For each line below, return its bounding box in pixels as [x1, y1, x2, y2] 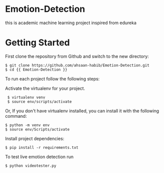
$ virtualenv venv [7, 95, 46, 100]
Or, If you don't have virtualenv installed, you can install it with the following [5, 107, 160, 114]
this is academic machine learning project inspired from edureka [5, 20, 137, 26]
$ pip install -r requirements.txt [5, 145, 79, 150]
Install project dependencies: [5, 136, 64, 141]
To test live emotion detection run [5, 154, 74, 160]
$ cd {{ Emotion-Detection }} [5, 67, 68, 72]
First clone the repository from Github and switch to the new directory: [5, 53, 149, 59]
